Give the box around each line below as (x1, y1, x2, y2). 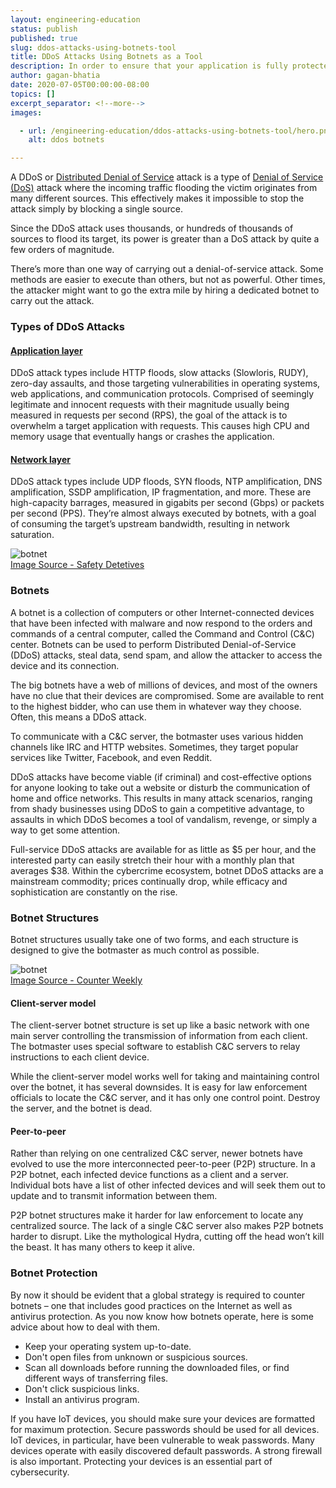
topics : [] (10, 89, 56, 99)
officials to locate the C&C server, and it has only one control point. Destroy (10, 1092, 321, 1104)
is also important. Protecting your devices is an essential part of (10, 1455, 273, 1467)
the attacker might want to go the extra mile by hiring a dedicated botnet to (10, 284, 320, 296)
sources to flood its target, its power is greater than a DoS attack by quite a (10, 233, 320, 245)
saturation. (10, 529, 55, 541)
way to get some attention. (10, 824, 121, 836)
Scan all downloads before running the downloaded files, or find (24, 1361, 290, 1373)
